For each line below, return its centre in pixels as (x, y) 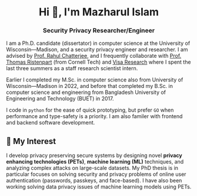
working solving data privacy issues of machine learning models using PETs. (99, 187)
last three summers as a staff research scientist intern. (72, 68)
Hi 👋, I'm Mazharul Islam (99, 12)
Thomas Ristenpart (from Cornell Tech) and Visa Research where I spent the (98, 62)
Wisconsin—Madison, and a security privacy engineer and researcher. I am (97, 50)
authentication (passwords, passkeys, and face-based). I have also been (94, 181)
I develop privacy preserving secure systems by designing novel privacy (94, 155)
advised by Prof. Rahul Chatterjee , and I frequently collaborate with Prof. (94, 56)
